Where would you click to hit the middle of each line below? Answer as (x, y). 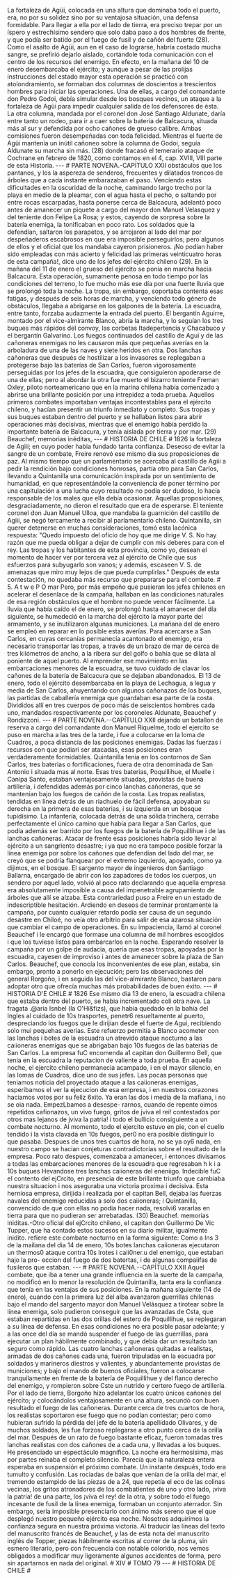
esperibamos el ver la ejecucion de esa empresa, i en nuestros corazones (113, 1090)
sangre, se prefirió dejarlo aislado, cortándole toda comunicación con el (110, 54)
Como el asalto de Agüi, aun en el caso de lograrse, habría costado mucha (114, 47)
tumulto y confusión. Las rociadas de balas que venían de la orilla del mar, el (116, 1474)
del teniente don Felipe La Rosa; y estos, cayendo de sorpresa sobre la (109, 217)
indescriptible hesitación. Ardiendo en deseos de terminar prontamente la (113, 905)
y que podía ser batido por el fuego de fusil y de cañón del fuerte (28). (109, 40)
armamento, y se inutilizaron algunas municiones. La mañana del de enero (114, 624)
